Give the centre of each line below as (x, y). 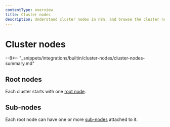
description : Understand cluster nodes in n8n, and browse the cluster (82, 19)
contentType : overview (29, 10)
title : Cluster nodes (28, 15)
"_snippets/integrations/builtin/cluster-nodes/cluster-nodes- (82, 58)
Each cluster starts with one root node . (46, 92)
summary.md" (20, 63)
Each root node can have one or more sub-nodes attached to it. (72, 119)
